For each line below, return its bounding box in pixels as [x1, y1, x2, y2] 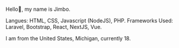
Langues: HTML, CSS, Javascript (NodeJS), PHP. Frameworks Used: [5, 17, 173, 24]
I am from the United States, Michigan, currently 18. [5, 35, 131, 41]
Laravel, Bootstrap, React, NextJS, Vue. [5, 24, 102, 30]
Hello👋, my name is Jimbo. [5, 6, 71, 12]
